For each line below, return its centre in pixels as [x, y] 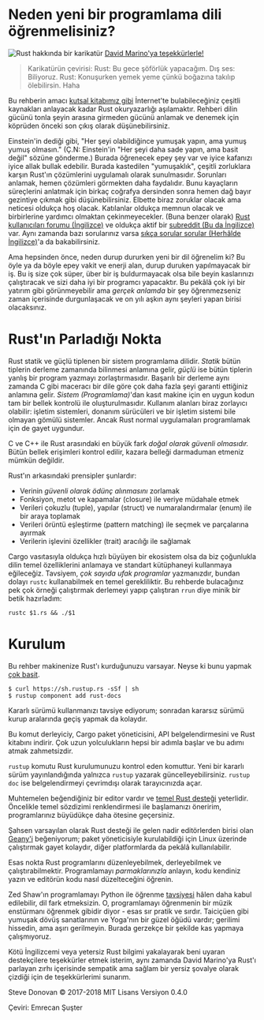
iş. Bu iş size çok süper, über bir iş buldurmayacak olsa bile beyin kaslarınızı [131, 273]
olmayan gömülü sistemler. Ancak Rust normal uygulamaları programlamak [129, 419]
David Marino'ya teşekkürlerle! [154, 53]
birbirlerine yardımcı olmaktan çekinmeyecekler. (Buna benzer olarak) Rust [129, 216]
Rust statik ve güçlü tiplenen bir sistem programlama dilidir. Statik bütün [125, 361]
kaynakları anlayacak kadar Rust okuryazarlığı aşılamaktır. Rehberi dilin [123, 109]
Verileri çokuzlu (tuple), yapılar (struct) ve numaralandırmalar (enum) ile [136, 508]
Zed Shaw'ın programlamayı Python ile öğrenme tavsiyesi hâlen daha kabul [130, 894]
